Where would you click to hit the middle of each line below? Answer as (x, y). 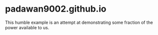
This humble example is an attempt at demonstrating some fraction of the (79, 22)
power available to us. (27, 27)
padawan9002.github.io (56, 9)
